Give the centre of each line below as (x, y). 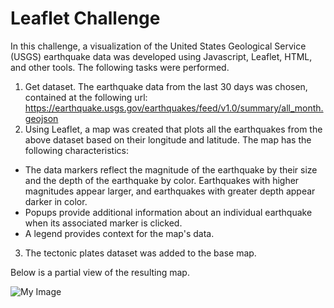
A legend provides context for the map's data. (119, 233)
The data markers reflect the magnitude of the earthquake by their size (171, 169)
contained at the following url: (86, 97)
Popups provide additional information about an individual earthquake (168, 212)
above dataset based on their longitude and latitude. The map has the (168, 139)
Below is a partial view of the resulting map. (100, 272)
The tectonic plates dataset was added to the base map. (140, 253)
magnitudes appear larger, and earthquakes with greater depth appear (170, 191)
